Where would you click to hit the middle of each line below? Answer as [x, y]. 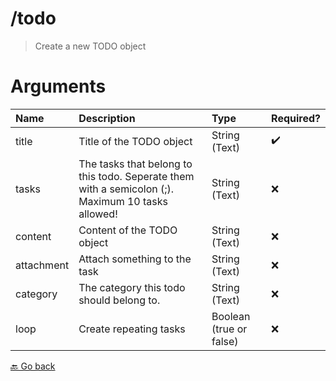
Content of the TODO [128, 230]
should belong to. [119, 300]
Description [107, 118]
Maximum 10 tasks [123, 201]
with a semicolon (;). [126, 189]
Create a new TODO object [90, 46]
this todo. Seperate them [136, 176]
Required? [296, 118]
